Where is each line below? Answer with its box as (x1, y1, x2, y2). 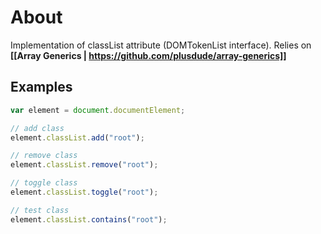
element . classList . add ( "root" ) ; (10, 132, 145, 143)
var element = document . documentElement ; (10, 105, 186, 115)
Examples (10, 79, 73, 96)
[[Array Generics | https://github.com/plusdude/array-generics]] (10, 49, 287, 61)
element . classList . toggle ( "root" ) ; (10, 187, 159, 197)
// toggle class (10, 178, 78, 188)
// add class (10, 123, 65, 133)
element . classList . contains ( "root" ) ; (10, 214, 168, 225)
